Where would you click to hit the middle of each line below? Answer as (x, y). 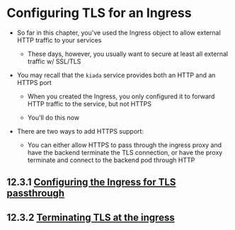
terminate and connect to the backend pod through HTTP (111, 160)
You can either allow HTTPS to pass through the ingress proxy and (125, 145)
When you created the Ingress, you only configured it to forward (121, 96)
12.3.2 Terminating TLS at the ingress (91, 217)
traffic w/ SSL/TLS (54, 61)
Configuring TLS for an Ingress (99, 13)
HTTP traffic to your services (59, 40)
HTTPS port (34, 82)
